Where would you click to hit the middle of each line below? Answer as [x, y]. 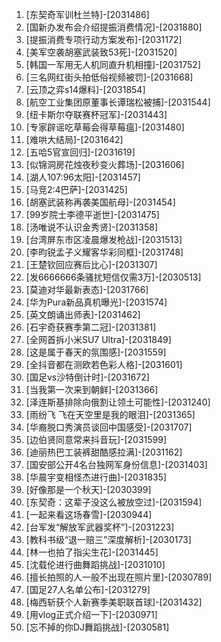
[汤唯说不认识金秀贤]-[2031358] [91, 227]
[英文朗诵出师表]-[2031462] [83, 314]
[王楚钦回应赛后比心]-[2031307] [91, 264]
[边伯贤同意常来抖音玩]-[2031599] [96, 439]
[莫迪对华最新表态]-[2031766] [87, 289]
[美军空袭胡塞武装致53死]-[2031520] [101, 52]
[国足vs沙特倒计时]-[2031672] [87, 377]
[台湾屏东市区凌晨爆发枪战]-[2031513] [104, 239]
